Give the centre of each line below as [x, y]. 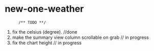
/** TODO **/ [32, 22]
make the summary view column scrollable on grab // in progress [80, 37]
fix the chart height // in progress [47, 43]
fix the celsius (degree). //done [45, 32]
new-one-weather [44, 9]
